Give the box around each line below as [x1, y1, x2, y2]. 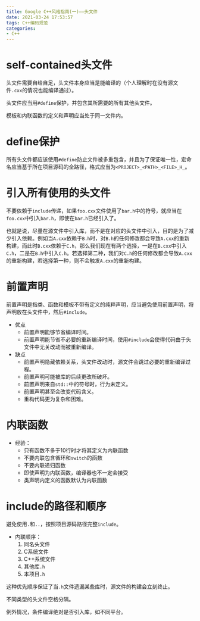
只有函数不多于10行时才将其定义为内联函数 [23, 447, 129, 454]
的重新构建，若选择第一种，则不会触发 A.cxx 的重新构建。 [6, 257, 145, 264]
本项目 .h [23, 570, 45, 578]
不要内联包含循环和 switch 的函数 [23, 454, 103, 461]
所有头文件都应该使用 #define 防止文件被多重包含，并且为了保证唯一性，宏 [6, 156, 187, 163]
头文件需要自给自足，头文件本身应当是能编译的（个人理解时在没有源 [6, 79, 173, 86]
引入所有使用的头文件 [6, 186, 111, 200]
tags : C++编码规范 [6, 20, 49, 26]
